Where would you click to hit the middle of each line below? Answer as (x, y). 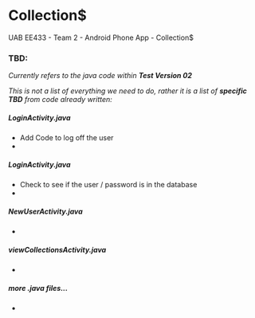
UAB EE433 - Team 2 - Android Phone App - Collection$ (101, 37)
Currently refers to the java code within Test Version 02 (100, 76)
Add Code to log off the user (67, 138)
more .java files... (38, 288)
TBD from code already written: (61, 100)
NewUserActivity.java (46, 211)
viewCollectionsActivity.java (57, 249)
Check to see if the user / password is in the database (108, 185)
